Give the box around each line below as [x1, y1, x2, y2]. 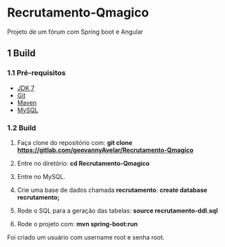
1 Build [7, 47, 36, 59]
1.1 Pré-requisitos [7, 68, 66, 78]
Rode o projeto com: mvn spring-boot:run [17, 219, 138, 228]
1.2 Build [7, 122, 36, 132]
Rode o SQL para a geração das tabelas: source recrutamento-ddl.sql [17, 206, 218, 215]
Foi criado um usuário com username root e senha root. [7, 233, 165, 241]
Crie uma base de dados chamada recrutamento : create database [17, 186, 208, 194]
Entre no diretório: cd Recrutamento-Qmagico [17, 159, 150, 167]
